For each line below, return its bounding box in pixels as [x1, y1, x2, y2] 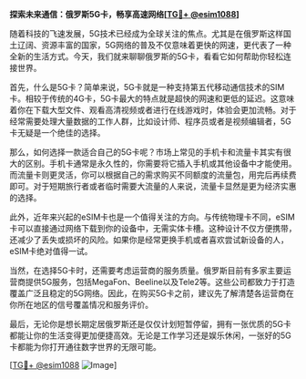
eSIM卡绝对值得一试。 [9, 246, 93, 256]
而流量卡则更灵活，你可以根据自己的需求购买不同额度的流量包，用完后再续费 [9, 169, 297, 180]
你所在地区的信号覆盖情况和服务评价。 [9, 300, 153, 310]
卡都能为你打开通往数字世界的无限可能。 [9, 342, 161, 352]
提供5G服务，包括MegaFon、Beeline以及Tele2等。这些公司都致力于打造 [25, 277, 296, 287]
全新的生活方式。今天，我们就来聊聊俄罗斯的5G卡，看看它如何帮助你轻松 [9, 51, 284, 62]
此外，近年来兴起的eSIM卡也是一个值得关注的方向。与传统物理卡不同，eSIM [9, 211, 296, 222]
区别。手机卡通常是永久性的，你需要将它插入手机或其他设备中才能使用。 [25, 159, 297, 169]
